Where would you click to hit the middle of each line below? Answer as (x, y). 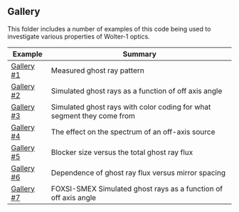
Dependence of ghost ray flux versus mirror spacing (138, 172)
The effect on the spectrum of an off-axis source (133, 132)
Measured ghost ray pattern (97, 70)
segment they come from (93, 115)
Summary (139, 54)
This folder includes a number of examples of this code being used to (109, 28)
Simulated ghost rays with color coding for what (131, 107)
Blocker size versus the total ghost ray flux (122, 152)
